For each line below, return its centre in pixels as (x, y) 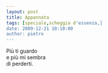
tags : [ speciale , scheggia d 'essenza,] (54, 23)
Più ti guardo (22, 51)
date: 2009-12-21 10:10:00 (40, 28)
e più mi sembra (26, 57)
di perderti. (20, 64)
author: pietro (25, 34)
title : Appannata (28, 17)
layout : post (22, 12)
